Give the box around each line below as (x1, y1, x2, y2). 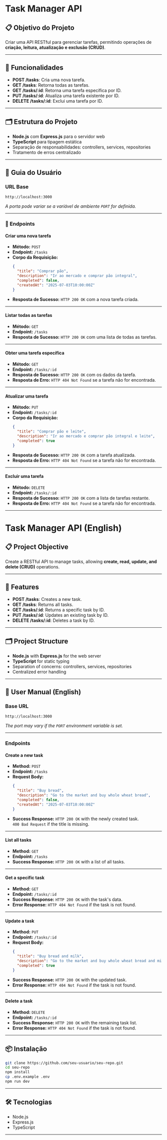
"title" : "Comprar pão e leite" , (17, 429, 86, 434)
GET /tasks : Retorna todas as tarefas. (12, 82, 90, 88)
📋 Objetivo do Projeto (5, 23, 75, 32)
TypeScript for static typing (12, 658, 70, 664)
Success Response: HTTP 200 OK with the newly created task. (12, 816, 139, 822)
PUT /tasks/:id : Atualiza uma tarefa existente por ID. (12, 93, 120, 99)
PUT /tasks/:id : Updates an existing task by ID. (12, 612, 109, 618)
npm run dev (5, 1079, 30, 1084)
